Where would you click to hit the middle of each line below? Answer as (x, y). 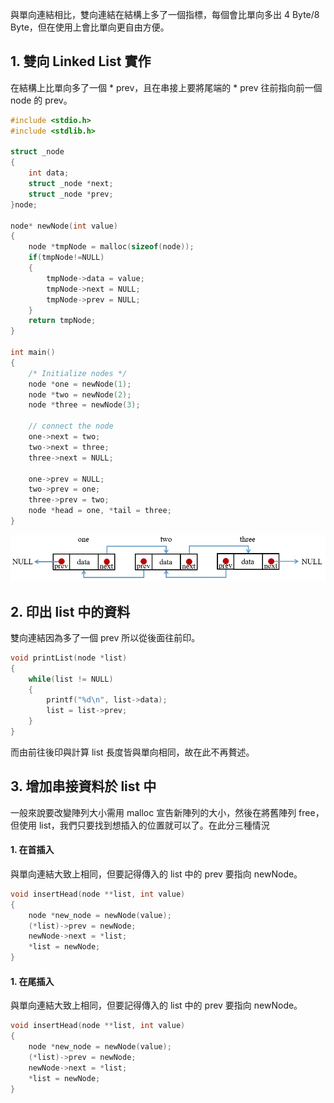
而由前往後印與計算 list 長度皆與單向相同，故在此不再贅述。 (132, 752)
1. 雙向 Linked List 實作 (81, 61)
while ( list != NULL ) (71, 679)
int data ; (49, 173)
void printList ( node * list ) (69, 658)
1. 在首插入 (32, 850)
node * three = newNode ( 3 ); (84, 405)
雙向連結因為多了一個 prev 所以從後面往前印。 (105, 637)
